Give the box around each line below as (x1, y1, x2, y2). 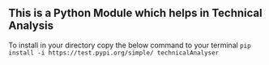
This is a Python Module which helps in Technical (8, 6, 263, 20)
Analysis (8, 19, 54, 33)
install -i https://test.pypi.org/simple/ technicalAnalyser (8, 48, 220, 57)
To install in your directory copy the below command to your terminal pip (8, 40, 251, 50)
